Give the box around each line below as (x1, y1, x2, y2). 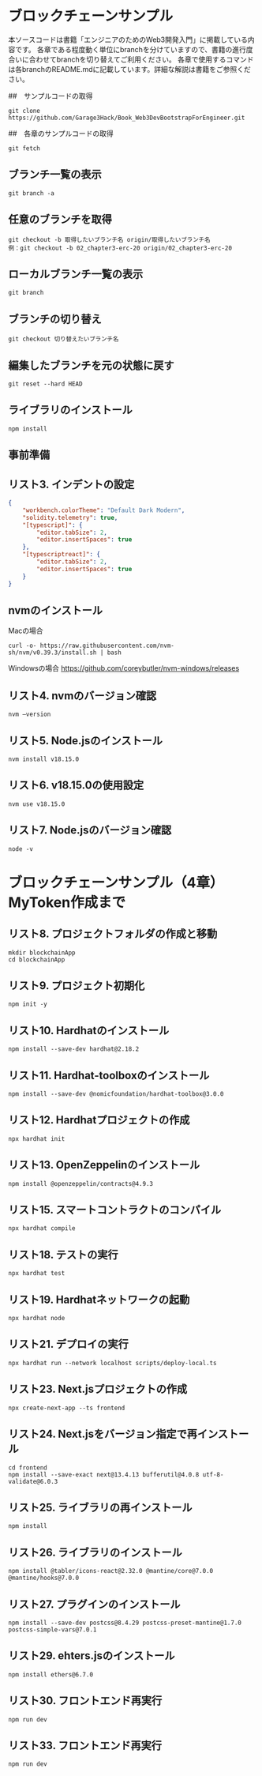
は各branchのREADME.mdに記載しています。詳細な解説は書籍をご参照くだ (8, 64, 251, 73)
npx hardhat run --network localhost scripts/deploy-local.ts (8, 1359, 217, 1367)
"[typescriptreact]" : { (22, 551, 101, 559)
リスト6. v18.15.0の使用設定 (8, 779, 144, 792)
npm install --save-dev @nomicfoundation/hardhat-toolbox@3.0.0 (8, 1090, 224, 1098)
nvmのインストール (8, 604, 103, 617)
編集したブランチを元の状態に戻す (8, 359, 174, 372)
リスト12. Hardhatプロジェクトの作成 (8, 1113, 190, 1127)
